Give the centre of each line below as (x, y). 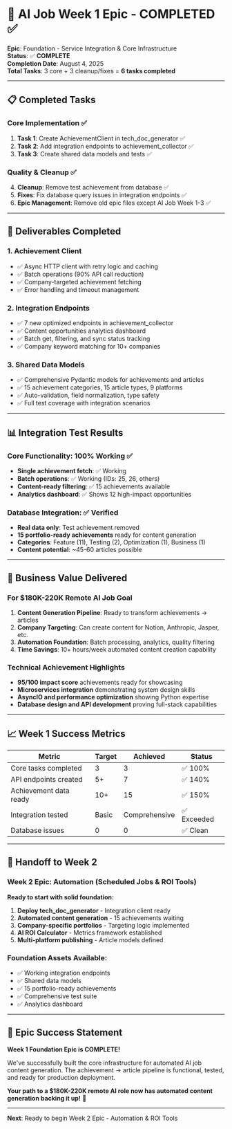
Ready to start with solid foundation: (60, 897)
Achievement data (40, 790)
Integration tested (39, 814)
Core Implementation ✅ (47, 123)
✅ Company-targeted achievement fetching (79, 282)
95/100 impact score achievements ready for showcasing (100, 682)
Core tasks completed (46, 768)
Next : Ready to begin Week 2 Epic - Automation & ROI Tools (93, 1118)
